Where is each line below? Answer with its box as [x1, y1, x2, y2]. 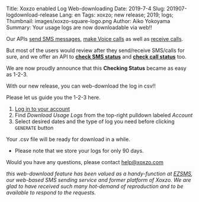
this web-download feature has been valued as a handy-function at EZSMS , [6, 170, 193, 177]
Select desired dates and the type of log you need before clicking [14, 118, 175, 125]
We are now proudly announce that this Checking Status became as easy [6, 65, 187, 72]
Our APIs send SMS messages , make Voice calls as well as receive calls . [6, 36, 184, 42]
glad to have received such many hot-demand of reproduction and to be [6, 183, 184, 190]
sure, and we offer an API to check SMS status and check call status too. [6, 53, 187, 60]
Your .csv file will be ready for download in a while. [6, 136, 130, 143]
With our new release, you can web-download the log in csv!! [6, 82, 156, 89]
